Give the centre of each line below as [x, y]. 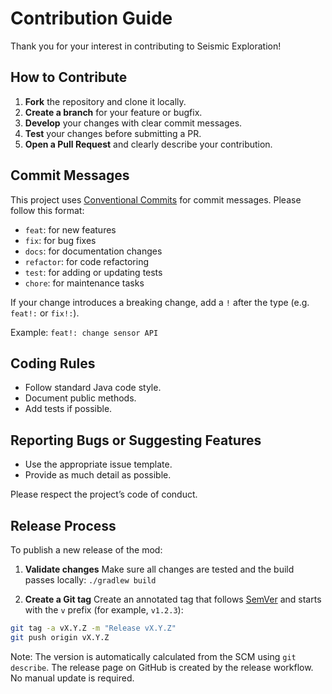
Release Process [63, 525]
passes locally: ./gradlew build [90, 580]
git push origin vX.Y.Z [60, 637]
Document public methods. [80, 398]
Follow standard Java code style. [93, 388]
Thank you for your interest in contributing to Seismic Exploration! [146, 46]
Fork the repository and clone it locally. [105, 101]
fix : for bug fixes [60, 240]
